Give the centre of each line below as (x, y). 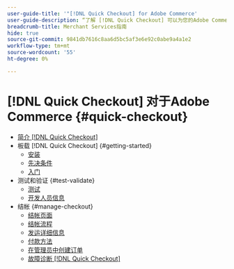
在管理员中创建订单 (55, 250)
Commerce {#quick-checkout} (97, 116)
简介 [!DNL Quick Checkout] (57, 137)
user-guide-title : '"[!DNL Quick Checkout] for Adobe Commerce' (102, 14)
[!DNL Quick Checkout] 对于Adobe (109, 101)
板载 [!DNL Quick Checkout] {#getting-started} (84, 145)
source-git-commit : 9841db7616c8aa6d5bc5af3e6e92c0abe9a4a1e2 (99, 40)
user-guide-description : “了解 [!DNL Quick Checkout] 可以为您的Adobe (108, 20)
